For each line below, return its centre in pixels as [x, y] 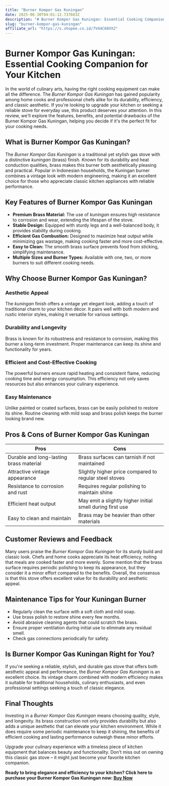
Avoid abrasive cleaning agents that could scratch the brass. [75, 622]
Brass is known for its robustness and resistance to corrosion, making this [82, 339]
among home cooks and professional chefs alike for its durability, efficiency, [84, 100]
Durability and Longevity [36, 327]
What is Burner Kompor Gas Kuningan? [68, 142]
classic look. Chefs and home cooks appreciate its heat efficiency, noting [81, 557]
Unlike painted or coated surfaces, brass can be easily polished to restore [82, 408]
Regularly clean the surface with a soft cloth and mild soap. [74, 611]
